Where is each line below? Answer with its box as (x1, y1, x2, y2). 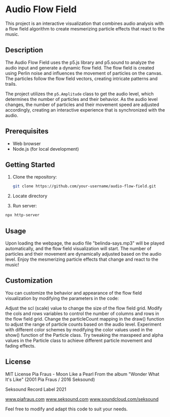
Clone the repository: (12, 174, 57, 180)
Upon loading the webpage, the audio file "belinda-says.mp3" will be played (5, 240, 165, 246)
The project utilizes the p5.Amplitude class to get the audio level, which (5, 90, 154, 97)
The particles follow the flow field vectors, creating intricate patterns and (5, 75, 158, 82)
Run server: (12, 203, 37, 209)
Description (5, 46, 43, 54)
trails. (5, 81, 17, 87)
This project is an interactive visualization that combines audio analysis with (5, 20, 164, 26)
